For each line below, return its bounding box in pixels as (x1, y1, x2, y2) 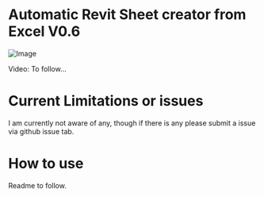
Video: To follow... (8, 64, 67, 73)
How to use (8, 155, 84, 172)
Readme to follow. (8, 180, 67, 190)
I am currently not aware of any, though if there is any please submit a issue (8, 118, 256, 128)
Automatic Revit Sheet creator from (8, 6, 247, 24)
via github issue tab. (8, 126, 75, 136)
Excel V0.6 (8, 22, 81, 41)
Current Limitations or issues (8, 92, 204, 110)
